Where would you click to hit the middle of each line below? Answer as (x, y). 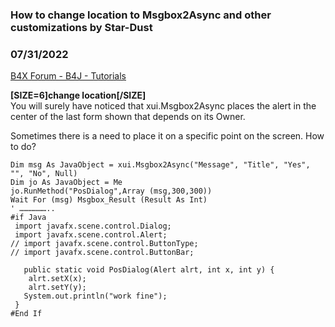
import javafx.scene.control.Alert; (91, 235)
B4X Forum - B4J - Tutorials (68, 76)
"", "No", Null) (44, 174)
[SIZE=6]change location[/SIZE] (78, 95)
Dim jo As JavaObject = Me (66, 183)
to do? (23, 147)
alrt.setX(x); (57, 279)
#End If (26, 314)
